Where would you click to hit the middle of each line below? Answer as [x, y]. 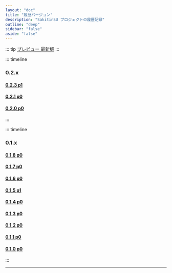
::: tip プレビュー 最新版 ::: [33, 49]
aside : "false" [21, 34]
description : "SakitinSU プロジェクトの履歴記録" [55, 19]
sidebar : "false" [24, 29]
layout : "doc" [20, 10]
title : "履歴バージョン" [29, 15]
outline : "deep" [23, 24]
